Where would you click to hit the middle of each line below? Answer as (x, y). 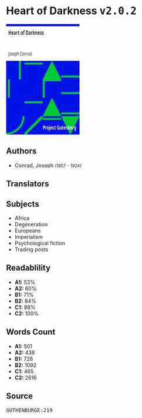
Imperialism (28, 236)
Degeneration (31, 224)
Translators (28, 184)
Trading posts (31, 249)
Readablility (28, 268)
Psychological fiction (40, 243)
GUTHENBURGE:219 (29, 410)
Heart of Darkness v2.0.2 (71, 11)
